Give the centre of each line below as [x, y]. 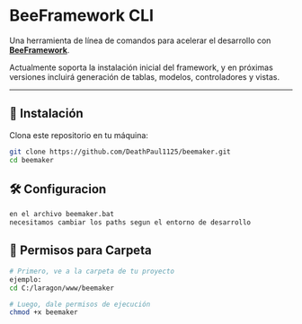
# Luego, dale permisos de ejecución [80, 304]
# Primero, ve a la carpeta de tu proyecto [92, 271]
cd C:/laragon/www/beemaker [62, 288]
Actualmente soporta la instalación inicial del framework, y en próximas [142, 67]
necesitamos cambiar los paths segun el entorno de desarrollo [130, 223]
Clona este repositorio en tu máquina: [79, 135]
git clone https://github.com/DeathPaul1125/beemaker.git [120, 152]
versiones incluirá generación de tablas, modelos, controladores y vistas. [145, 76]
